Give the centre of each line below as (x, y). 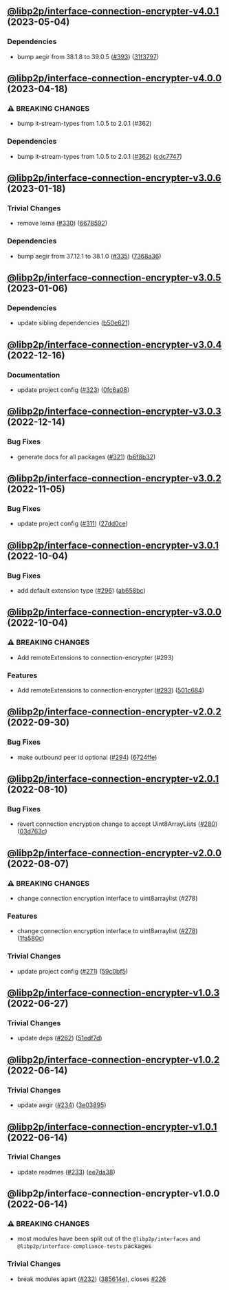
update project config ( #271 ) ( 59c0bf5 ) (73, 971)
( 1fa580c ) (31, 939)
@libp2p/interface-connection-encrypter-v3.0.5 (114, 278)
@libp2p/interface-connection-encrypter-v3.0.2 (114, 478)
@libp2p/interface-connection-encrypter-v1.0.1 (112, 1127)
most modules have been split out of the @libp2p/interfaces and (109, 1239)
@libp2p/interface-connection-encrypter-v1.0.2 (113, 1059)
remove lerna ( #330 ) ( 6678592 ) (62, 223)
